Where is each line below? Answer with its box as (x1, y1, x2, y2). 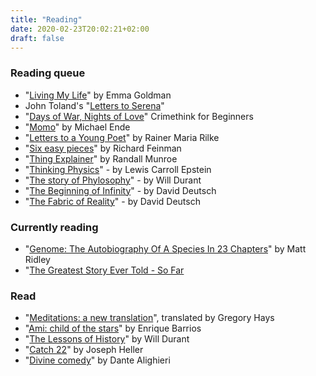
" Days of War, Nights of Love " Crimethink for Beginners (24, 110, 254, 122)
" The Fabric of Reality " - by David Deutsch (24, 195, 201, 207)
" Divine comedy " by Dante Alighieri (24, 354, 171, 366)
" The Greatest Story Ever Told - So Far (24, 264, 185, 276)
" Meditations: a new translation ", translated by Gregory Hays (24, 312, 275, 324)
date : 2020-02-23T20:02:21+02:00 (10, 24, 150, 34)
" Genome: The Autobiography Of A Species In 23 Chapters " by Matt (24, 242, 307, 255)
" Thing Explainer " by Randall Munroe (24, 152, 178, 165)
